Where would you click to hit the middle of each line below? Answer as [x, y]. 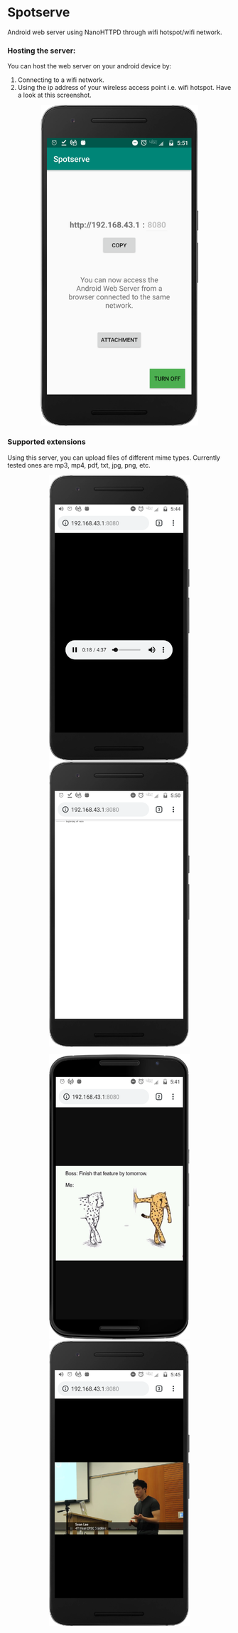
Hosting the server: [42, 51]
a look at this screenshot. [55, 95]
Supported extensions [47, 442]
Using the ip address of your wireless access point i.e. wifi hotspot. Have [124, 88]
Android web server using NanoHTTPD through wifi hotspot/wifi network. [115, 32]
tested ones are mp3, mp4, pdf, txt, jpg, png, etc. [79, 465]
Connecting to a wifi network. [61, 80]
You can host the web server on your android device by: [90, 66]
